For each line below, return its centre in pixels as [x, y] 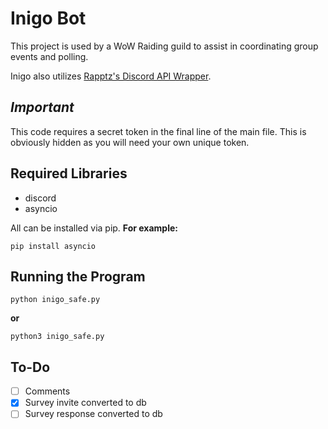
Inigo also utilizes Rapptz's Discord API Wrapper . [111, 76]
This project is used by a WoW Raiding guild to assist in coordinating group [164, 46]
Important [42, 107]
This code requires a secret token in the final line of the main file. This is [158, 131]
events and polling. [49, 56]
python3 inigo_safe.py [57, 337]
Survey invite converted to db [85, 403]
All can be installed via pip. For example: [94, 228]
